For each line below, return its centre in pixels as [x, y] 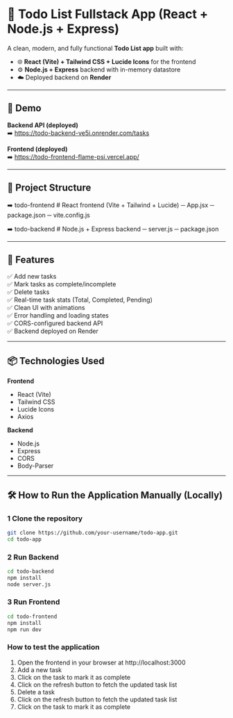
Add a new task [40, 669]
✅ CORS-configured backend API [55, 323]
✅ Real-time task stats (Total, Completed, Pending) [80, 300]
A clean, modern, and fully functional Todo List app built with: [95, 48]
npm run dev [24, 629]
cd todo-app [24, 539]
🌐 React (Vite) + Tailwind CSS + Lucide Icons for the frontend [106, 61]
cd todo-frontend [32, 617]
